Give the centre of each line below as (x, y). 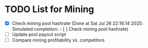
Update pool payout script (39, 34)
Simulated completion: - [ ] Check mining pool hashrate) (70, 29)
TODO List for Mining (49, 9)
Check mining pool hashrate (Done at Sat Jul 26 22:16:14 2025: (78, 23)
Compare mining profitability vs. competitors (58, 40)
